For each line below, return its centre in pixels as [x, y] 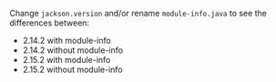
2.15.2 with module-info [66, 60]
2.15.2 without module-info [72, 69]
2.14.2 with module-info [66, 41]
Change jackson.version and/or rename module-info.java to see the [138, 13]
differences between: [49, 23]
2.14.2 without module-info [73, 50]
